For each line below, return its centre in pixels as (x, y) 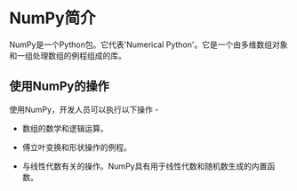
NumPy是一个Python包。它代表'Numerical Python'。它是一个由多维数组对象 (148, 44)
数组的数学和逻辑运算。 (65, 128)
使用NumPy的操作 (59, 87)
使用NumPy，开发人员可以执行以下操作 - (84, 109)
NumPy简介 (52, 18)
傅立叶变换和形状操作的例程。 (76, 147)
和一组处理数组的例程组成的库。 (68, 55)
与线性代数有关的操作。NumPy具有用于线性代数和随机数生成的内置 (144, 166)
